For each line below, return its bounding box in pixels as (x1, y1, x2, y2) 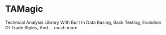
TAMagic (5, 3, 43, 15)
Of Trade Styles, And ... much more (5, 24, 78, 30)
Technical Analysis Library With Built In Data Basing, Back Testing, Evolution (5, 19, 162, 25)
